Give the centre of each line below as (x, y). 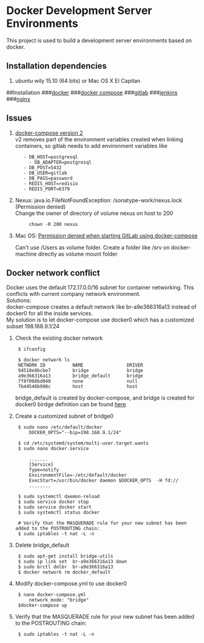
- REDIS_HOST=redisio (51, 183)
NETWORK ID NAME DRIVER (81, 365)
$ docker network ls (44, 360)
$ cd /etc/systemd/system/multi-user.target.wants (83, 443)
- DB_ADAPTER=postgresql (60, 162)
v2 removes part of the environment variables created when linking (99, 139)
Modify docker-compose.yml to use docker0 (71, 584)
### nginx (18, 99)
